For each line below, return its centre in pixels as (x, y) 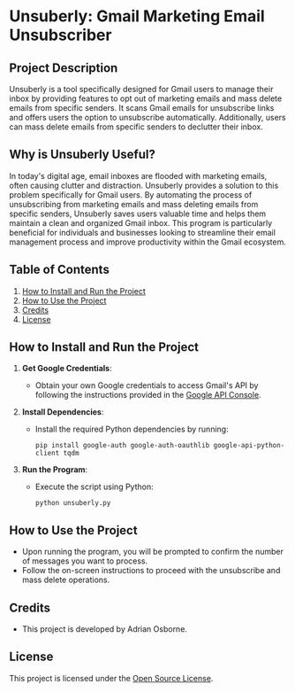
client (47, 454)
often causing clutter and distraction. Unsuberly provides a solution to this (144, 185)
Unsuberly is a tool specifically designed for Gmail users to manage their (141, 89)
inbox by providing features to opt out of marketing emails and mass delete (146, 98)
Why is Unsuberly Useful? (83, 155)
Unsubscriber (61, 35)
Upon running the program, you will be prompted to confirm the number (153, 552)
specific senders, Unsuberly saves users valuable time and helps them (138, 214)
